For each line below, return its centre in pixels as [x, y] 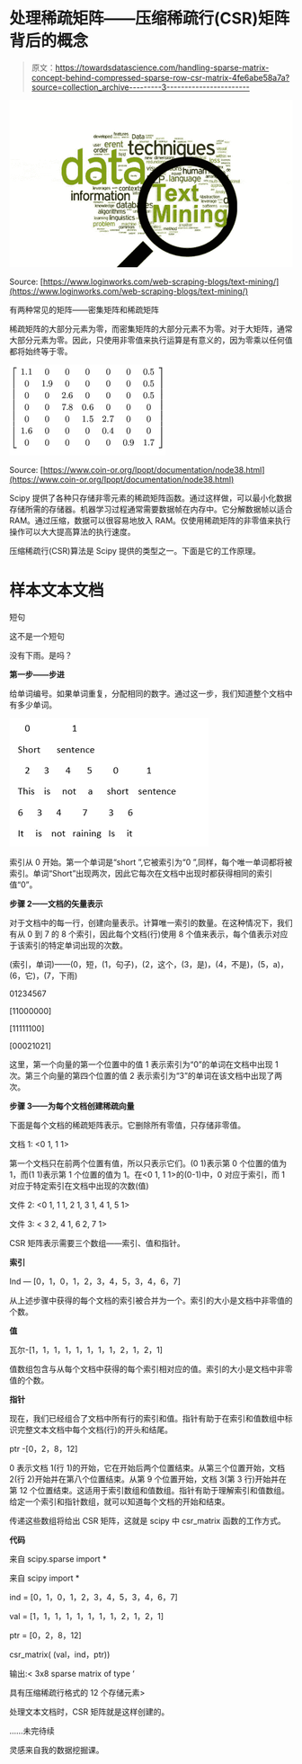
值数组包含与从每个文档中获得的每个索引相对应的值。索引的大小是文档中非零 [151, 1368]
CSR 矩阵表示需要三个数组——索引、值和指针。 [98, 1243]
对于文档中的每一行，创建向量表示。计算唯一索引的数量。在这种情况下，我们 [151, 922]
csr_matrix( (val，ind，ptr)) [60, 1654]
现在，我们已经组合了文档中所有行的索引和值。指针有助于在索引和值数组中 [147, 1418]
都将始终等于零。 [41, 351]
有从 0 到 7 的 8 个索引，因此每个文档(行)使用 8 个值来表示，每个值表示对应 [149, 934]
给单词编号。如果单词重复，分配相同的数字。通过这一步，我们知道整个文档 [147, 693]
